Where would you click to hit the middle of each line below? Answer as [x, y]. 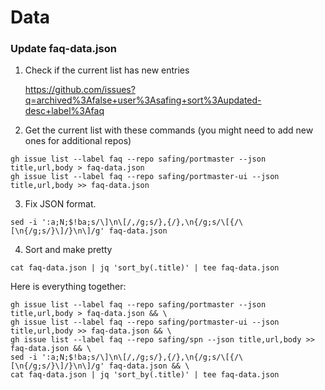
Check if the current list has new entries [107, 70]
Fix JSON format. [60, 204]
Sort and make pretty [68, 250]
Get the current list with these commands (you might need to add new [169, 130]
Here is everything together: [68, 287]
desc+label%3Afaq [64, 111]
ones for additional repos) [78, 141]
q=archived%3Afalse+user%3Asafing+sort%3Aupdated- [143, 100]
